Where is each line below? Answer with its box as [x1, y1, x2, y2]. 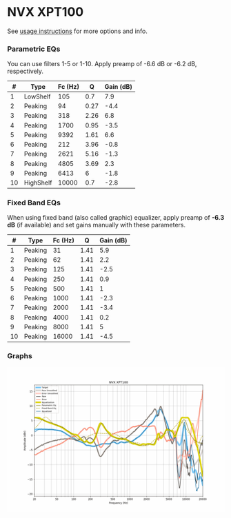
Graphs [7, 351, 32, 361]
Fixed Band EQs [7, 198, 61, 207]
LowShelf [23, 92, 51, 101]
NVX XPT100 [7, 4, 84, 20]
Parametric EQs [7, 44, 61, 54]
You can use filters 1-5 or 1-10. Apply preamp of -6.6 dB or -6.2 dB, [7, 60, 197, 68]
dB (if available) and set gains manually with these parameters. [7, 221, 186, 229]
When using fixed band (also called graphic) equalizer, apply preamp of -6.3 [7, 214, 225, 222]
